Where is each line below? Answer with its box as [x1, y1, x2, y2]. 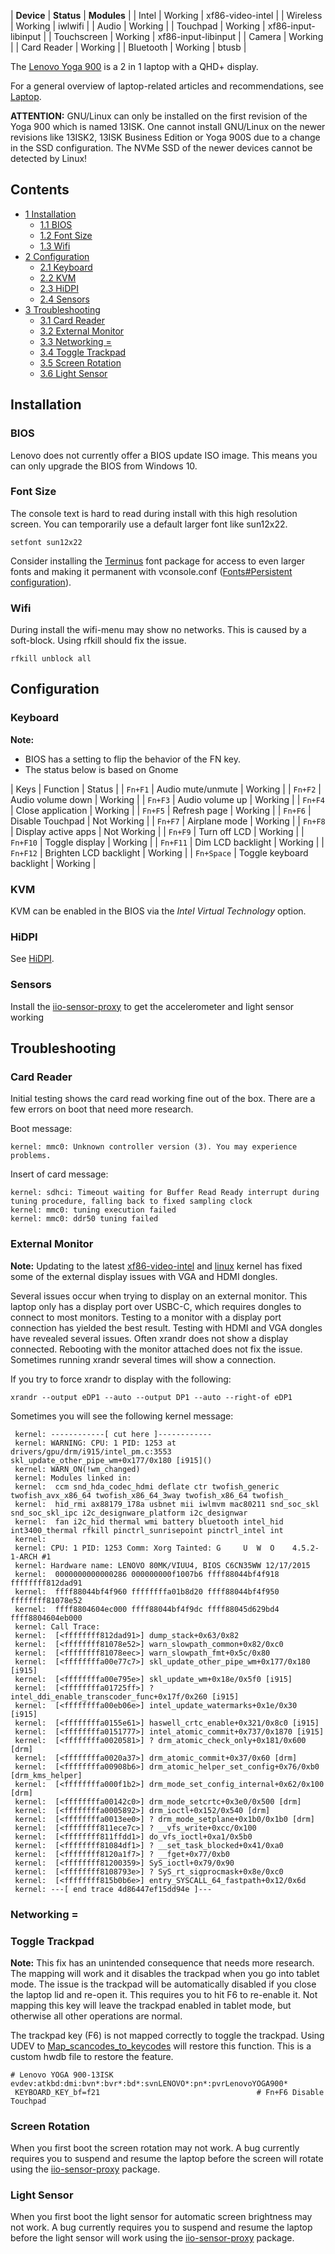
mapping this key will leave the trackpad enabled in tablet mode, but [10, 1999, 292, 2011]
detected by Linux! [10, 153, 88, 164]
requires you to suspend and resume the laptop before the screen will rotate [10, 2153, 324, 2165]
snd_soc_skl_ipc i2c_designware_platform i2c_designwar [10, 1508, 248, 1518]
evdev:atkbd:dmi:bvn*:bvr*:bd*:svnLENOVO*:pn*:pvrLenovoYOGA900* [10, 2078, 288, 2089]
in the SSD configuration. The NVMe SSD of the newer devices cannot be [10, 142, 313, 154]
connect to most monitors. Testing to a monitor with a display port [10, 1311, 282, 1323]
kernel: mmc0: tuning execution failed [10, 1205, 177, 1215]
